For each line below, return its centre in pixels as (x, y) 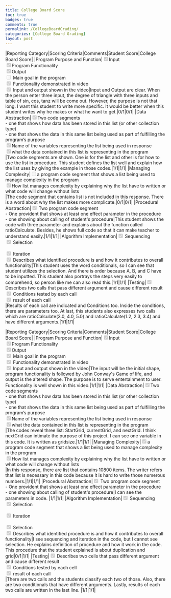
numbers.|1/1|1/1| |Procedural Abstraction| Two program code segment (83, 481)
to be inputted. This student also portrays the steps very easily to (74, 276)
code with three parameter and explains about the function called (74, 224)
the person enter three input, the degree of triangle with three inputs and (82, 95)
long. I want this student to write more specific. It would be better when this (85, 106)
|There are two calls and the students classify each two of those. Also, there (86, 579)
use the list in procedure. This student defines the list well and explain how (84, 163)
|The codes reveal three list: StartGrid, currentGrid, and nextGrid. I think (81, 430)
